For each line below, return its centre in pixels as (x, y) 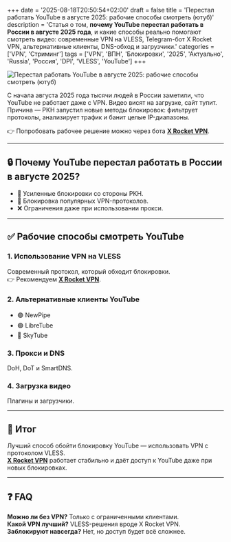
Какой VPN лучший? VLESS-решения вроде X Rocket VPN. (94, 524)
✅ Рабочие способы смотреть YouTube (96, 237)
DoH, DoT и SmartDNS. (40, 368)
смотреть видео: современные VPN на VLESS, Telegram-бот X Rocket (110, 39)
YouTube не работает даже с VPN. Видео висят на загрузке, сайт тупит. (112, 102)
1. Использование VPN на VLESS (64, 257)
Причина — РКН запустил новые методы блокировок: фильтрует (102, 110)
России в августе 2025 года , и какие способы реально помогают (104, 32)
